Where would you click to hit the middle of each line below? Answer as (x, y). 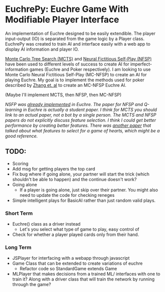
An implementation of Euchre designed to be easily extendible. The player (80, 33)
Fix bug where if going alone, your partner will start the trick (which (81, 174)
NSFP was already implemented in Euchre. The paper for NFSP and (74, 104)
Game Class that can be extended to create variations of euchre (77, 263)
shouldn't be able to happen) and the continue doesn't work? (74, 179)
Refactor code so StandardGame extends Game (68, 269)
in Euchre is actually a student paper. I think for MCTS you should (90, 110)
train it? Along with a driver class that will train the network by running (83, 279)
